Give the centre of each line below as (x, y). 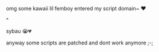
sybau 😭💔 (19, 31)
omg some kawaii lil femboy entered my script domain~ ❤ (76, 8)
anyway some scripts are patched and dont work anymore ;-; (79, 43)
